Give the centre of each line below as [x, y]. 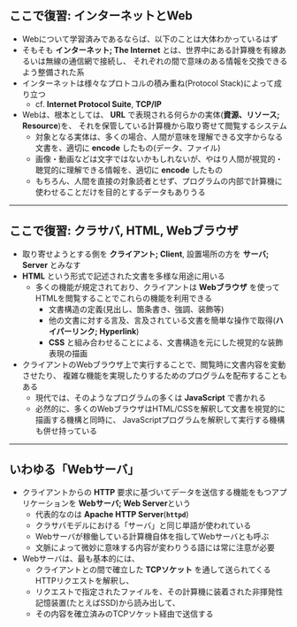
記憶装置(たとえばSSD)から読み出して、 [107, 603]
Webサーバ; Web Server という [135, 503]
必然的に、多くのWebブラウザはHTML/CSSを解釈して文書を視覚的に [160, 409]
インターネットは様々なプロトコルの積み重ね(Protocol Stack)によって [148, 83]
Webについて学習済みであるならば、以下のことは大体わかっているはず [150, 39]
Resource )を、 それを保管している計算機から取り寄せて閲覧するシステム [154, 126]
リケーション [45, 503]
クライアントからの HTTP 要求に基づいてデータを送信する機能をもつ [147, 493]
